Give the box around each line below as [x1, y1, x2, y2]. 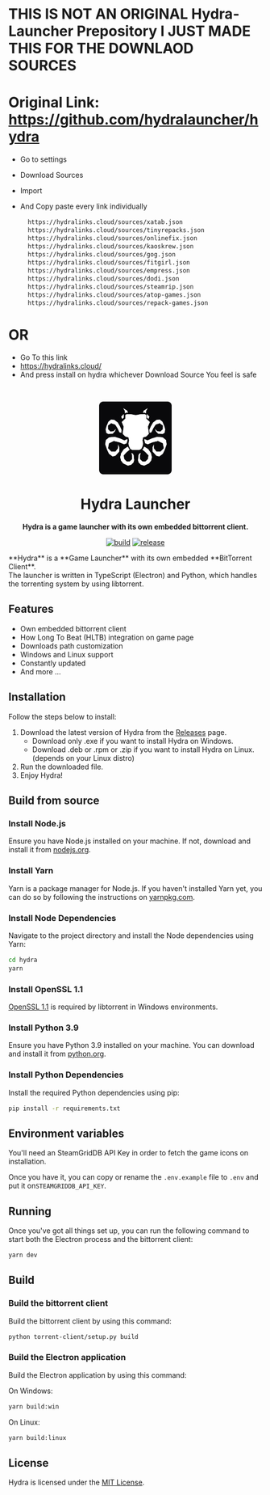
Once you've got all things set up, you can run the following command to [8, 1226, 250, 1235]
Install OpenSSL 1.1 [8, 983, 83, 995]
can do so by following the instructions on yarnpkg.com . [8, 892, 196, 902]
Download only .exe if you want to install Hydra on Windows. [31, 736, 234, 745]
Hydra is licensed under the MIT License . [8, 1477, 145, 1488]
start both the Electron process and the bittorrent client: [8, 1235, 193, 1244]
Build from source [8, 794, 100, 808]
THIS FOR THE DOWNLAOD [8, 40, 194, 57]
